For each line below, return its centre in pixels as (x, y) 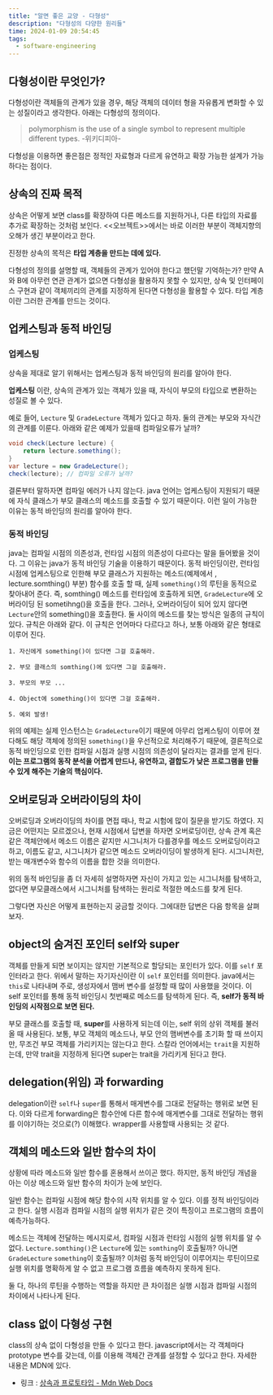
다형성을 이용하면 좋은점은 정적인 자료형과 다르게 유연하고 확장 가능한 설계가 (129, 155)
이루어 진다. (27, 635)
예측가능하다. (29, 1221)
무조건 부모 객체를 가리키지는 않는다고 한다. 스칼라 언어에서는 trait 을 (129, 1043)
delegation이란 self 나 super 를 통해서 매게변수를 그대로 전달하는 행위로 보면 (129, 1103)
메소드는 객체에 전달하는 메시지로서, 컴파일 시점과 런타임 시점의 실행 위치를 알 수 (135, 1238)
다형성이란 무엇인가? (57, 81)
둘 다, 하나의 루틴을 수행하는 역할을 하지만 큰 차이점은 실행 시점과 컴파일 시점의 (133, 1286)
